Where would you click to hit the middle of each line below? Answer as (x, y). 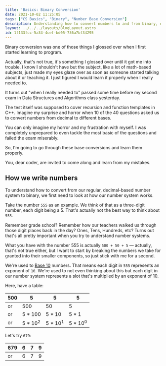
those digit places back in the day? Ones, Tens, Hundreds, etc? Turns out (80, 230)
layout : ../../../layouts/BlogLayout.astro (51, 28)
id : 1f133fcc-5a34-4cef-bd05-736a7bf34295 (49, 33)
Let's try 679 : (18, 336)
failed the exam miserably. (32, 138)
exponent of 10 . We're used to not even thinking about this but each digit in (82, 270)
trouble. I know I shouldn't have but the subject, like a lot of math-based (78, 67)
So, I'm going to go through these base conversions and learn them (74, 148)
